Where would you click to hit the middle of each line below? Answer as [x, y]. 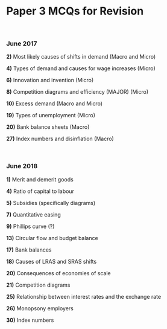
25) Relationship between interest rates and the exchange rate [84, 296]
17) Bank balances [29, 250]
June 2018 [22, 166]
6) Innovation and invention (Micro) [50, 80]
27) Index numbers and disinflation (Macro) [60, 139]
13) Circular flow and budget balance [52, 238]
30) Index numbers [30, 320]
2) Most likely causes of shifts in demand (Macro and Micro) [81, 57]
